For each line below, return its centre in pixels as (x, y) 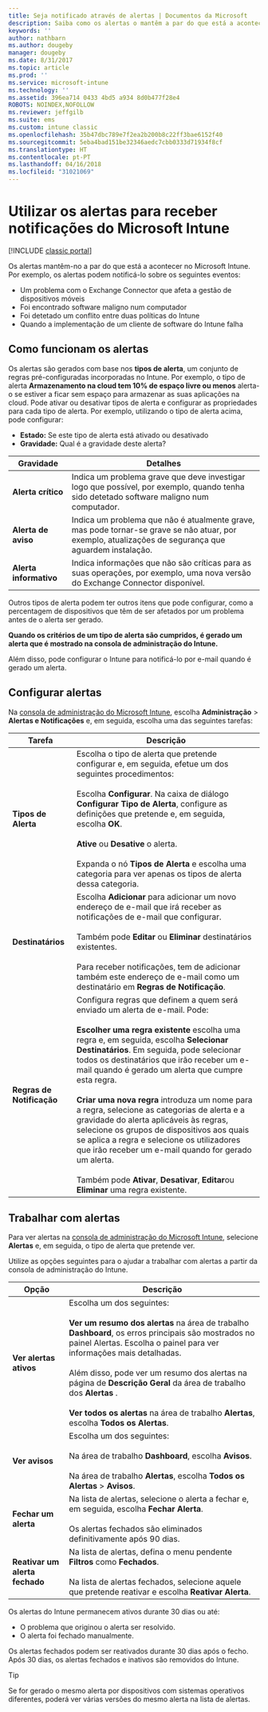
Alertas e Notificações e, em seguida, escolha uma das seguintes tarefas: (131, 720)
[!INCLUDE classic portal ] (50, 250)
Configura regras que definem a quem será (157, 999)
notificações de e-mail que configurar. (149, 917)
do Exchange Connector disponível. (138, 582)
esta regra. (97, 1079)
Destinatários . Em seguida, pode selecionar (159, 1050)
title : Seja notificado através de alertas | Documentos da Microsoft (128, 16)
